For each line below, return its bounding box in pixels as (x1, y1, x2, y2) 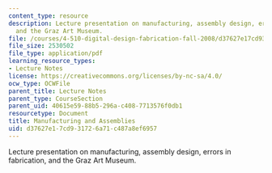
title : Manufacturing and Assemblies (8, 117, 136, 125)
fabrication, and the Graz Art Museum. (8, 155, 137, 165)
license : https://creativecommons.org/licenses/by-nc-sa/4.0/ (8, 72, 223, 80)
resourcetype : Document (8, 110, 89, 118)
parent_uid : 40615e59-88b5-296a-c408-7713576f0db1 (8, 102, 183, 110)
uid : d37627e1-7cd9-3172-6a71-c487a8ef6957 (8, 124, 158, 133)
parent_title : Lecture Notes (8, 86, 107, 95)
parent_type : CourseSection (8, 95, 104, 103)
